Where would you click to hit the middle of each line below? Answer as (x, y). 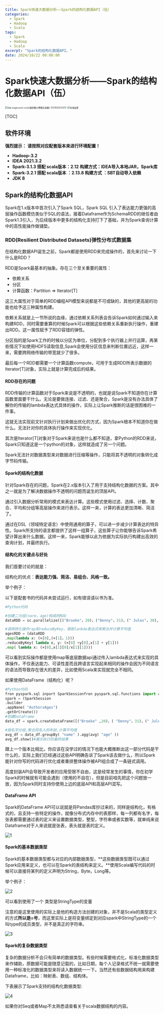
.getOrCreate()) (21, 712)
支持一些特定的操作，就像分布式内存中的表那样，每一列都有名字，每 (90, 813)
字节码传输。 (18, 461)
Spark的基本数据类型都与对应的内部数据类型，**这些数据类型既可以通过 (77, 859)
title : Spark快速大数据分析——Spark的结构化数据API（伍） (58, 10)
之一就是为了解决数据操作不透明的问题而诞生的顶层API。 (62, 491)
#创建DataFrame (20, 717)
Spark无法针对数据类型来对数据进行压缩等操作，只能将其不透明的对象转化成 (82, 455)
